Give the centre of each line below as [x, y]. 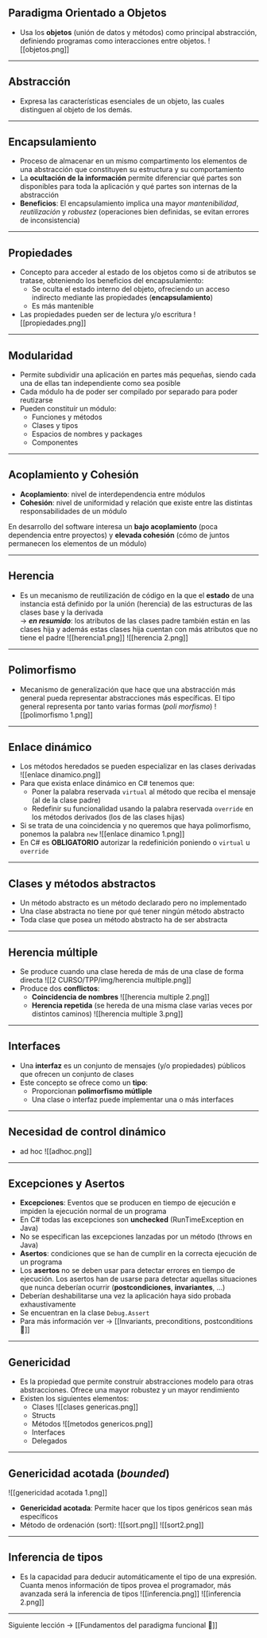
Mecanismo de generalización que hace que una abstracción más [128, 689]
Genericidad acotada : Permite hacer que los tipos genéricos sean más [136, 1508]
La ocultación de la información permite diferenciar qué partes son [131, 178]
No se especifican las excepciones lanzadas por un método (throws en [136, 1237]
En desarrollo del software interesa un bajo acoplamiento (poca [113, 526]
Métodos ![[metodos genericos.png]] [92, 1424]
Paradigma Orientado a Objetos [87, 13]
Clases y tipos [55, 426]
